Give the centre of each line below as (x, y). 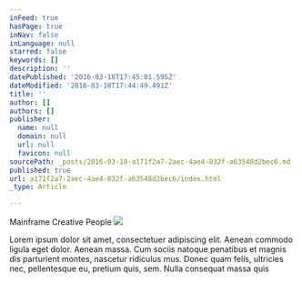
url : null (36, 145)
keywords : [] (34, 60)
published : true (40, 170)
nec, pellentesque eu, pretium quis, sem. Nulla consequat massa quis (140, 268)
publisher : (30, 119)
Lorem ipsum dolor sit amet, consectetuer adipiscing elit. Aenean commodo (151, 240)
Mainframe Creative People (60, 222)
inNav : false (34, 35)
